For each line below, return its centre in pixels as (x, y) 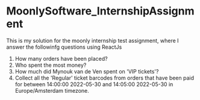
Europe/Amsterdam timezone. (52, 90)
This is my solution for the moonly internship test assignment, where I (92, 40)
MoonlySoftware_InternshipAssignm (100, 11)
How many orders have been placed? (61, 58)
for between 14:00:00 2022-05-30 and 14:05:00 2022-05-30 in (94, 84)
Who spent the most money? (51, 65)
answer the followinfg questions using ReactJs (64, 47)
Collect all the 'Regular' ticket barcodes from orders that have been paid (105, 78)
